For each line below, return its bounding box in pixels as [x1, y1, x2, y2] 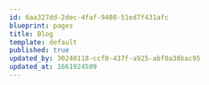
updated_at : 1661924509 [9, 63, 98, 72]
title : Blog [9, 29, 53, 38]
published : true [9, 46, 69, 55]
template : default [9, 37, 77, 47]
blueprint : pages [9, 21, 74, 30]
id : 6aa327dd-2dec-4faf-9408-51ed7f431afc [9, 12, 169, 22]
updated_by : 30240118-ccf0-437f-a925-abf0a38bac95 [9, 54, 201, 63]
